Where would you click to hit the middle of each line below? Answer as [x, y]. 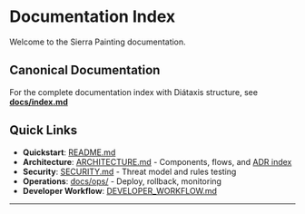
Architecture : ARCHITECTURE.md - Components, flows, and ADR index [157, 161]
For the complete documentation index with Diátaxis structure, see [134, 92]
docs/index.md [39, 102]
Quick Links [44, 130]
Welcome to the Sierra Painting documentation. [98, 42]
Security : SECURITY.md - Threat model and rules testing [129, 171]
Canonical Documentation [85, 70]
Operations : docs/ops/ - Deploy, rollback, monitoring [122, 181]
